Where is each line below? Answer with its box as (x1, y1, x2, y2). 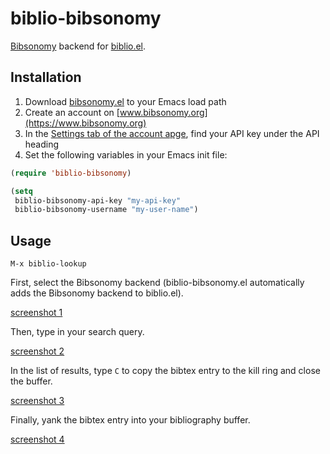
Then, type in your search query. (10, 326, 145, 338)
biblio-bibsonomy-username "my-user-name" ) (14, 205, 199, 215)
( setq (10, 186, 33, 196)
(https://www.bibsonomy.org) (24, 117, 147, 129)
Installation (10, 69, 82, 86)
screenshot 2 (10, 345, 65, 357)
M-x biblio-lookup (10, 259, 87, 269)
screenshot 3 (10, 395, 65, 407)
